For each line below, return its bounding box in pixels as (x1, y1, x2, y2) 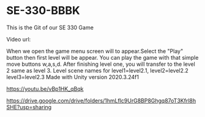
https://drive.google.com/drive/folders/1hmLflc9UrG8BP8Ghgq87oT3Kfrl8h (6, 97, 196, 104)
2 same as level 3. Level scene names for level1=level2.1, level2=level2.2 (6, 66, 188, 74)
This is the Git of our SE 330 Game (6, 24, 94, 31)
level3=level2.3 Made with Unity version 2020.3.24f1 (6, 73, 140, 80)
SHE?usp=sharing (6, 103, 52, 110)
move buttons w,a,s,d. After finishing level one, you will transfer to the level (6, 60, 196, 68)
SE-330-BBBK (6, 4, 81, 18)
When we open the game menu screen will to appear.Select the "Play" (6, 47, 184, 55)
